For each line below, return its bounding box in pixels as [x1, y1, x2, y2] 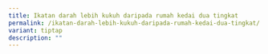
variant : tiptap [8, 26, 63, 34]
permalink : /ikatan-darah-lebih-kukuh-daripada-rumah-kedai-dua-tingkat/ [8, 19, 261, 27]
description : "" [8, 33, 63, 42]
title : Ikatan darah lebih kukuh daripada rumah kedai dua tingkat [8, 11, 239, 20]
